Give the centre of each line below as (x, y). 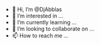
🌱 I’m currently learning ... (44, 22)
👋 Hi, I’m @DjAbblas (37, 9)
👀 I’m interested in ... (38, 16)
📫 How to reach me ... (40, 36)
